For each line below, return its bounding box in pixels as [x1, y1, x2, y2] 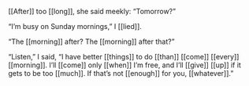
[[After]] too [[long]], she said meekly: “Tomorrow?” [8, 7, 176, 16]
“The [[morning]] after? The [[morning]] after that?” [8, 37, 175, 46]
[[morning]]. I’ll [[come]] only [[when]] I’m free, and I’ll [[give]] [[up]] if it [8, 60, 242, 70]
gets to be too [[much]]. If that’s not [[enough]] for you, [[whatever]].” [8, 69, 234, 77]
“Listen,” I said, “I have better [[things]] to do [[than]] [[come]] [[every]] [8, 52, 240, 61]
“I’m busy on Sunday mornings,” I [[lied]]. [8, 22, 142, 30]
